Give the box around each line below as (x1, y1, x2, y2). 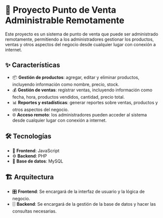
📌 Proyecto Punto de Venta (5, 4, 116, 16)
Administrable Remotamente (5, 15, 125, 26)
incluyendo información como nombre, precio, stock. (12, 81, 119, 87)
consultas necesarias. (12, 208, 57, 214)
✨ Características (5, 61, 60, 69)
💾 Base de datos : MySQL (12, 158, 63, 164)
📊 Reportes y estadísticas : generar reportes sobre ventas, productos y (12, 99, 158, 105)
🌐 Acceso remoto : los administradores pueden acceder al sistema (12, 111, 147, 117)
